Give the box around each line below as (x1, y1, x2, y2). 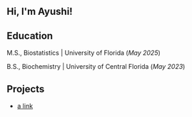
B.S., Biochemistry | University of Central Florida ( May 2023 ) (6, 62, 186, 71)
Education (6, 30, 54, 42)
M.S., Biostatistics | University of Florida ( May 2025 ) (6, 49, 161, 57)
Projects (6, 83, 45, 95)
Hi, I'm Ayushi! (6, 6, 73, 18)
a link (16, 102, 34, 111)
